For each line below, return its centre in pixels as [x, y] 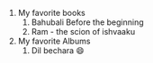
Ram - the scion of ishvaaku [83, 31]
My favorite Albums [54, 41]
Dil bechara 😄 [58, 51]
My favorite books [51, 13]
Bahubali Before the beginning [87, 22]
